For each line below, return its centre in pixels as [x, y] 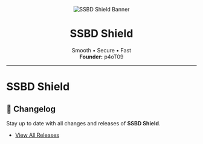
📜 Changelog [31, 109]
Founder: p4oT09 [101, 57]
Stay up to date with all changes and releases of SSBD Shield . [83, 123]
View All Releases [37, 135]
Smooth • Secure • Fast [101, 50]
